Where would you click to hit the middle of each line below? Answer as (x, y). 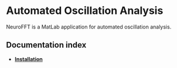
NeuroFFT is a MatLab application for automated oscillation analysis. (89, 27)
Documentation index (46, 45)
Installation (28, 59)
